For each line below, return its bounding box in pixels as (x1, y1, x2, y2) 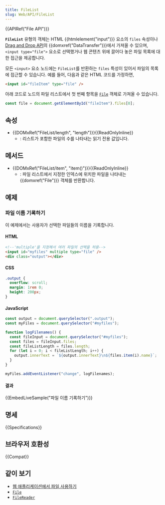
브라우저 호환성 (5, 440, 49, 449)
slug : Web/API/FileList (5, 12, 55, 17)
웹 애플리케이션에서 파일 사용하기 (12, 484, 77, 490)
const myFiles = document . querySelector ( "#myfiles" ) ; (5, 321, 120, 326)
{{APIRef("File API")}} (5, 25, 50, 31)
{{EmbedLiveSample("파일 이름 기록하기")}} (5, 395, 93, 401)
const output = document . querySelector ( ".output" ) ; (5, 316, 115, 321)
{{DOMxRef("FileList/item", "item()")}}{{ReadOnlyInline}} (12, 165, 129, 171)
